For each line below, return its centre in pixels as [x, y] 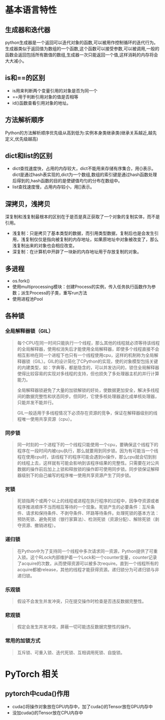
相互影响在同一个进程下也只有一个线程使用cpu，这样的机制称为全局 [85, 355]
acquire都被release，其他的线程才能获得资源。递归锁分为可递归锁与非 [88, 569]
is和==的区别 [25, 78]
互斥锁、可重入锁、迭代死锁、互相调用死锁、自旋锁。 [71, 652]
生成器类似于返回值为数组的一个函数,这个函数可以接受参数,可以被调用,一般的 [82, 49]
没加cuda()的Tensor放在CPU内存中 [48, 713]
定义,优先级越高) [22, 139]
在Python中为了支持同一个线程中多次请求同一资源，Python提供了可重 [87, 551]
